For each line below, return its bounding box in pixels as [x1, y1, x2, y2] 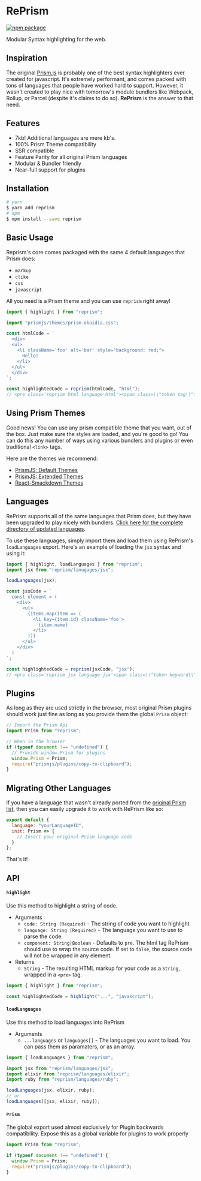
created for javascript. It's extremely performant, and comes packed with [6, 75, 187, 82]
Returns [14, 958, 35, 965]
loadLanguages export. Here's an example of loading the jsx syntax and [6, 543, 181, 550]
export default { [6, 817, 50, 823]
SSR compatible [14, 147, 55, 154]
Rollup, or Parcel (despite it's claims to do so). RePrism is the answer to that [6, 94, 193, 101]
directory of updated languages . [6, 525, 86, 532]
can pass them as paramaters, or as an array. [23, 1042, 136, 1050]
